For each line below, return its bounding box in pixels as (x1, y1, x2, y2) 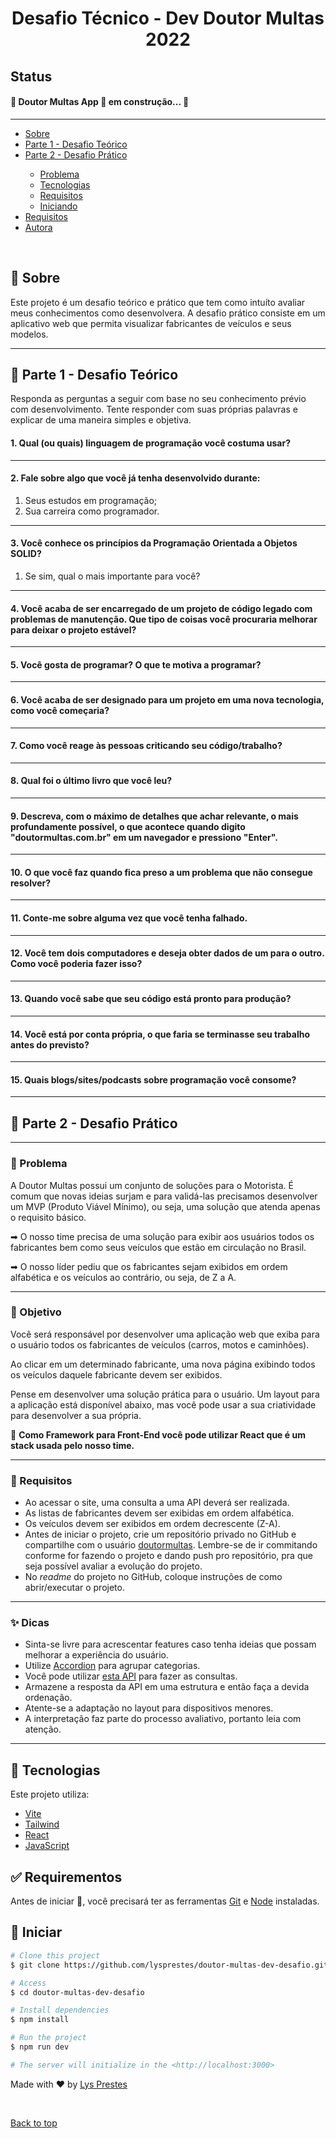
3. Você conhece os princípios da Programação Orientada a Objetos (10, 537, 298, 549)
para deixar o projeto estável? (10, 623, 137, 636)
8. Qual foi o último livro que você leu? (10, 775, 173, 787)
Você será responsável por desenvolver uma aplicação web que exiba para (10, 1328, 320, 1340)
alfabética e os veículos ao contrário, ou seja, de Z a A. (10, 1271, 237, 1283)
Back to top (10, 2117, 58, 2129)
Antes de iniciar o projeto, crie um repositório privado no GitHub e (24, 1528, 297, 1541)
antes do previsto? (10, 1038, 90, 1051)
